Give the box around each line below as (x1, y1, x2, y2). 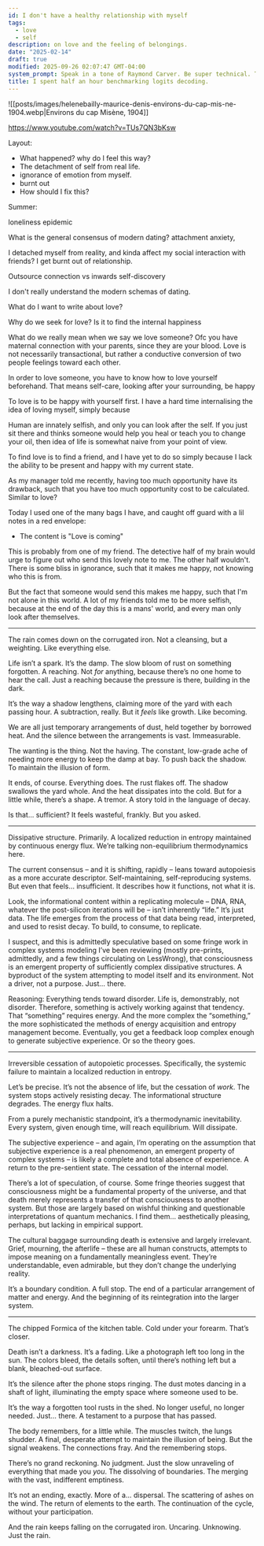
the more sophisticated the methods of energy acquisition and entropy (8, 1019, 237, 1029)
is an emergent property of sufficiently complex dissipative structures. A (8, 962, 242, 971)
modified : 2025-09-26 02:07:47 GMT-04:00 (8, 63, 146, 71)
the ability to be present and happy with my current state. (8, 460, 194, 469)
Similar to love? (8, 492, 57, 502)
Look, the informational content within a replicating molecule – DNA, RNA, (8, 896, 247, 906)
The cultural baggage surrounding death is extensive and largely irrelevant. (8, 1235, 252, 1244)
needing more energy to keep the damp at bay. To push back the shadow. (8, 754, 247, 764)
